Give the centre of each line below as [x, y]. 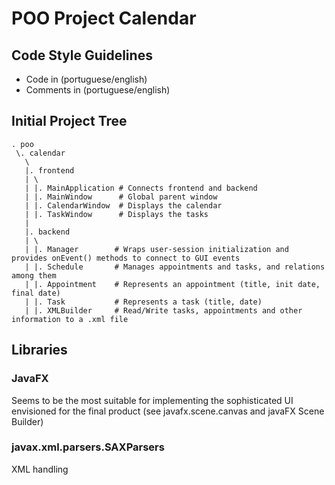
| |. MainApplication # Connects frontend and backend [141, 188]
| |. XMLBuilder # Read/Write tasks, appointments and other [163, 310]
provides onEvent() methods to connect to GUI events [126, 258]
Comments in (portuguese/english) [98, 90]
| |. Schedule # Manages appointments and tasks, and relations [175, 267]
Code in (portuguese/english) [86, 79]
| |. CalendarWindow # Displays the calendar [123, 205]
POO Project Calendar [104, 18]
